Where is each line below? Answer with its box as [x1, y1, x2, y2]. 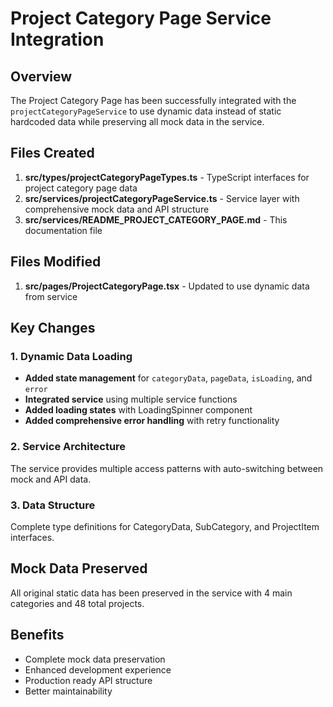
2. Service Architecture [10, 440, 127, 454]
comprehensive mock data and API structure [24, 203, 210, 215]
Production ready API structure [24, 674, 153, 686]
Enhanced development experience [24, 663, 172, 676]
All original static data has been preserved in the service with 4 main [10, 587, 293, 599]
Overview [10, 68, 73, 85]
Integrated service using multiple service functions [24, 393, 238, 406]
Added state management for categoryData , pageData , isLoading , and [24, 372, 313, 384]
